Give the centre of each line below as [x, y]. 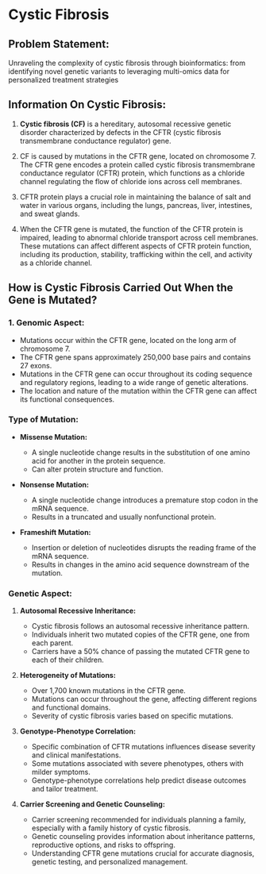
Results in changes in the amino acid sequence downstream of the [141, 564]
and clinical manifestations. [76, 755]
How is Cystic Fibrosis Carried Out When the [121, 288]
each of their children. [68, 660]
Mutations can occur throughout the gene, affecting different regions [144, 699]
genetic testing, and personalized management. [110, 862]
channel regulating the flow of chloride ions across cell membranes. [131, 181]
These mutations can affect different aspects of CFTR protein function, [135, 246]
